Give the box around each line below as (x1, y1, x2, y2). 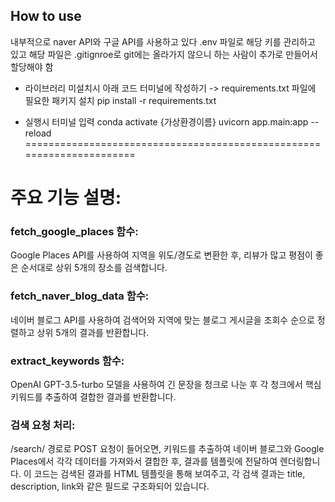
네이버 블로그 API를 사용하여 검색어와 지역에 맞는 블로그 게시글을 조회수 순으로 (10, 314, 315, 326)
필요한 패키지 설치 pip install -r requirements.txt (24, 94, 217, 106)
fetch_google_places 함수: (10, 224, 139, 238)
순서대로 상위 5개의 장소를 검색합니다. (20, 262, 168, 274)
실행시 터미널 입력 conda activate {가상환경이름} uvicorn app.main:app (24, 115, 309, 128)
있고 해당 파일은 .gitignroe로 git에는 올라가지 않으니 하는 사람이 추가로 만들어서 (10, 48, 318, 60)
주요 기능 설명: (10, 187, 122, 209)
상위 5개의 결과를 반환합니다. (36, 326, 150, 338)
